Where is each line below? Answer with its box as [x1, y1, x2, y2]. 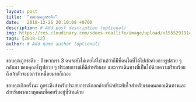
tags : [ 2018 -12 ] [6, 36, 45, 41]
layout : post [6, 8, 38, 15]
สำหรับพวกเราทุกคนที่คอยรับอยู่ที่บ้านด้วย [6, 88, 84, 95]
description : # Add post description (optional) [6, 24, 127, 31]
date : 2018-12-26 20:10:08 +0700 [6, 19, 93, 25]
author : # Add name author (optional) [6, 41, 100, 47]
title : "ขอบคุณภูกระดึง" [6, 14, 58, 20]
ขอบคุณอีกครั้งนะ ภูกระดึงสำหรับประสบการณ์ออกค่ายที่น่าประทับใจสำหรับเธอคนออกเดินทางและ [6, 82, 186, 89]
